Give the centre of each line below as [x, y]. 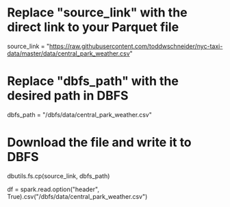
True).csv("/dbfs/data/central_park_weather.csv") [77, 196]
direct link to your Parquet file [93, 27]
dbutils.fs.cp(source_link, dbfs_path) [59, 175]
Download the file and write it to [99, 143]
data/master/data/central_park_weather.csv [68, 53]
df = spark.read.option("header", [53, 189]
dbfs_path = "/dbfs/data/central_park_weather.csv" [79, 114]
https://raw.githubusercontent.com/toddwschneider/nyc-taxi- [136, 46]
